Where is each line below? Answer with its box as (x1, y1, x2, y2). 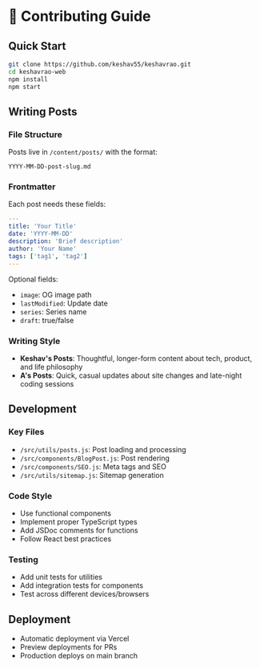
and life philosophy (19, 362, 83, 371)
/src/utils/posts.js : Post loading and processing (19, 444, 186, 454)
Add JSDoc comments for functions (19, 525, 138, 535)
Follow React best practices (19, 533, 112, 544)
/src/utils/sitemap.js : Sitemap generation (19, 470, 164, 480)
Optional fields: (8, 274, 58, 284)
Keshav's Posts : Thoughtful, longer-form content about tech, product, (19, 353, 253, 363)
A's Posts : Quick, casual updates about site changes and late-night (19, 370, 242, 380)
